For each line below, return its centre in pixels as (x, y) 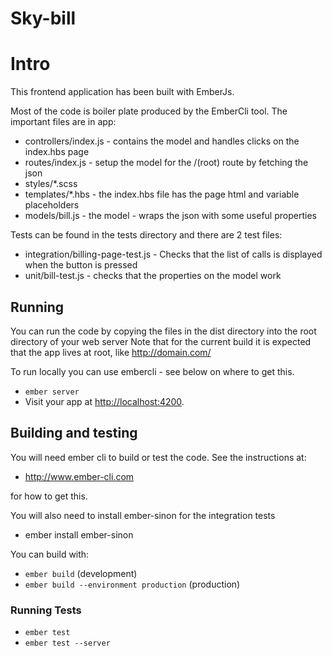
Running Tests (46, 610)
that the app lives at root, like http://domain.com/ (111, 352)
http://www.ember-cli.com (79, 476)
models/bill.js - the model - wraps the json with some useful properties (170, 216)
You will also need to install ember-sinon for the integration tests (143, 515)
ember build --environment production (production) (132, 584)
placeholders (52, 205)
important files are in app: (63, 122)
